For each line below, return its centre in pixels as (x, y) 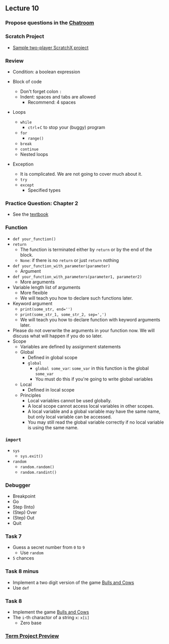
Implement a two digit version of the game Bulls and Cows (73, 582)
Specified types (44, 190)
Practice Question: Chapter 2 (42, 203)
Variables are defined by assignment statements (71, 346)
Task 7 (13, 536)
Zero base (31, 623)
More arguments (37, 282)
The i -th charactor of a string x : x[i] (51, 617)
